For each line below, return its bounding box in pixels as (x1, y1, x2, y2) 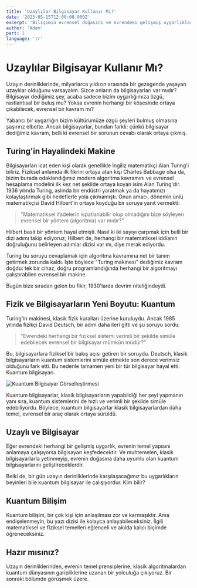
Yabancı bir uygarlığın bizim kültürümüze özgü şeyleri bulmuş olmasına (6, 117, 178, 124)
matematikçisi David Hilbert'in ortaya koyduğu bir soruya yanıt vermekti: (6, 199, 180, 206)
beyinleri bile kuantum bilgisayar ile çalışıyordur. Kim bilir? (6, 479, 145, 486)
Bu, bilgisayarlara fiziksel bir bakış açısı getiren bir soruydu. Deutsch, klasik (6, 350, 188, 357)
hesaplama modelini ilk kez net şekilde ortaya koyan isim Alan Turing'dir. (6, 180, 181, 188)
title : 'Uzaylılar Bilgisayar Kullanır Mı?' (6, 8, 117, 15)
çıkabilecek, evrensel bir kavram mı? (6, 105, 94, 112)
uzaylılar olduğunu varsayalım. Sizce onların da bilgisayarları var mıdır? (6, 86, 177, 94)
